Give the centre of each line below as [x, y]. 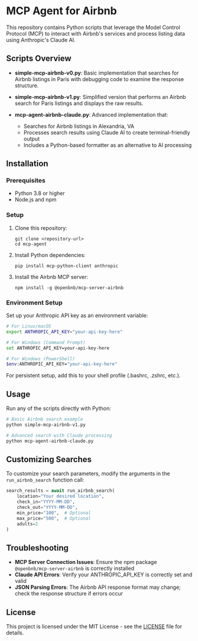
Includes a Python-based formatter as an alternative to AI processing [108, 145]
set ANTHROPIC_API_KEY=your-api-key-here [58, 348]
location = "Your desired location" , [61, 496]
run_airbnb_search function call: [45, 480]
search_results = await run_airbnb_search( [61, 491]
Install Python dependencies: [50, 255]
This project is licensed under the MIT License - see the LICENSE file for [94, 627]
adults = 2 [27, 524]
